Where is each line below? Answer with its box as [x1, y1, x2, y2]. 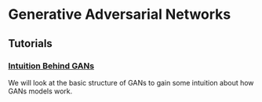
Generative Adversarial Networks [8, 5, 231, 24]
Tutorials [8, 37, 53, 50]
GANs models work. [8, 86, 73, 96]
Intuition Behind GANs [8, 60, 95, 71]
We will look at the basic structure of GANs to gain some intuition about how [8, 78, 254, 87]
